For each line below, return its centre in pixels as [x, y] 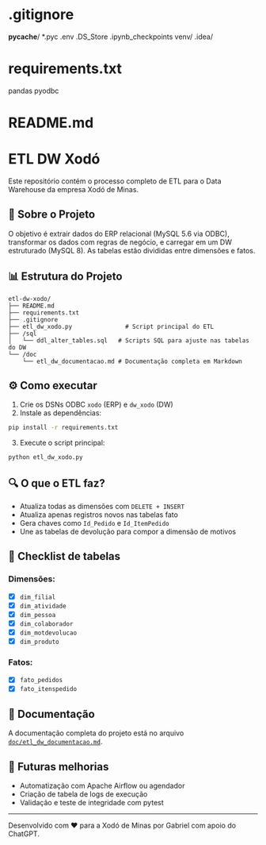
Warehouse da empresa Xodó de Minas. [74, 189]
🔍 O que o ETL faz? [57, 483]
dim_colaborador [46, 624]
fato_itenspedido [48, 689]
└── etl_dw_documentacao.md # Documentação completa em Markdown [133, 361]
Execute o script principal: [62, 443]
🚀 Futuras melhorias [59, 767]
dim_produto [39, 642]
